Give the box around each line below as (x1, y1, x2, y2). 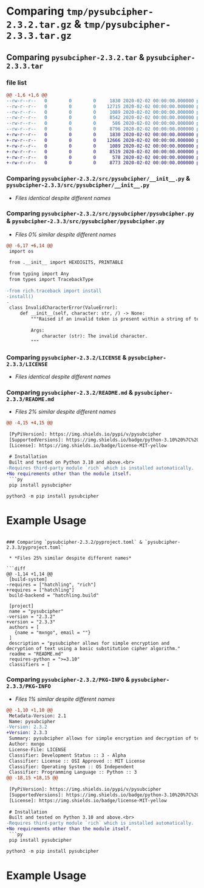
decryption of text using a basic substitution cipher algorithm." (6, 645, 181, 651)
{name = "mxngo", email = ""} (14, 630, 91, 636)
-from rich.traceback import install (6, 288, 102, 294)
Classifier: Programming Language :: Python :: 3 (8, 769, 137, 775)
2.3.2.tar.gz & (6, 17, 82, 31)
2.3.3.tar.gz (6, 30, 72, 42)
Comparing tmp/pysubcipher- (6, 4, 154, 18)
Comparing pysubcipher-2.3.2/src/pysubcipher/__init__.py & (6, 175, 191, 183)
